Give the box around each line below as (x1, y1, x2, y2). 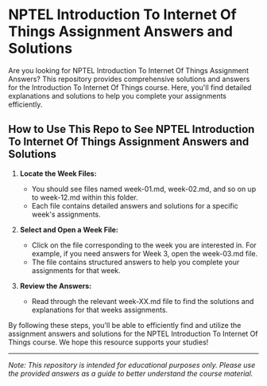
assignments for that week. (31, 265, 121, 275)
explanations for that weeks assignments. (31, 305, 168, 314)
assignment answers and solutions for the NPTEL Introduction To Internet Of (8, 329, 258, 338)
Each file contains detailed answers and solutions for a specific (31, 201, 238, 210)
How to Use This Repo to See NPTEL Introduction (8, 123, 255, 136)
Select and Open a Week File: (19, 224, 119, 234)
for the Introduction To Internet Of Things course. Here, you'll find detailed (8, 82, 252, 92)
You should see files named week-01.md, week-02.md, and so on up (31, 184, 257, 193)
